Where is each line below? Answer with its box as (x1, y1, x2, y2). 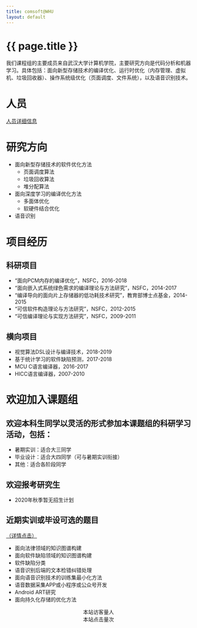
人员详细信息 (6, 118, 37, 125)
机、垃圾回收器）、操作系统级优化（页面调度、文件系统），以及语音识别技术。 (6, 74, 191, 81)
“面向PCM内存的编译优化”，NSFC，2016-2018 (14, 277, 127, 284)
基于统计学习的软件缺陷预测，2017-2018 (14, 356, 113, 363)
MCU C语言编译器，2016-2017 (14, 363, 89, 370)
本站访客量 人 (83, 608, 114, 615)
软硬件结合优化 (23, 205, 60, 212)
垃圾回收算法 (23, 176, 55, 183)
